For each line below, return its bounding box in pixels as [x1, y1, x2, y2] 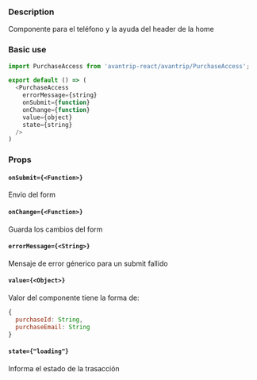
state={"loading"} [8, 347, 69, 355]
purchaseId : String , [15, 316, 83, 324]
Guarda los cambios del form [8, 225, 103, 234]
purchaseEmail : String [15, 323, 90, 331]
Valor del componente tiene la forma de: [8, 293, 140, 303]
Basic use [8, 44, 47, 56]
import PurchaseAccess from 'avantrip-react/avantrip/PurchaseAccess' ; [8, 62, 250, 70]
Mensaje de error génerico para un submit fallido [8, 259, 168, 268]
